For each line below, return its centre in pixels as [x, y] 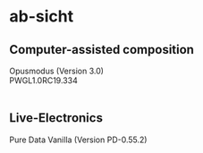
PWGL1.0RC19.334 [43, 81]
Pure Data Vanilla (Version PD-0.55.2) [78, 140]
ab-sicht [42, 17]
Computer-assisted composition [102, 50]
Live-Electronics [56, 118]
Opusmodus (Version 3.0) [57, 71]
